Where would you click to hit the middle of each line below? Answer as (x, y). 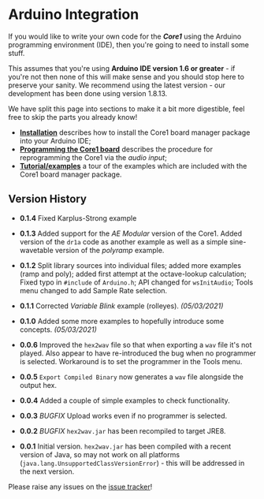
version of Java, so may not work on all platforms (99, 454)
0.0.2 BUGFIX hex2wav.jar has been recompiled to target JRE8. (123, 430)
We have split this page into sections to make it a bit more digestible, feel (126, 109)
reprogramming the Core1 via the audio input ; (93, 157)
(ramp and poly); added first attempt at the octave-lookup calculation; (133, 274)
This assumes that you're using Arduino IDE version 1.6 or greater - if (122, 68)
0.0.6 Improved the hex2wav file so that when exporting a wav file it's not (136, 344)
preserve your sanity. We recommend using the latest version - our (117, 85)
